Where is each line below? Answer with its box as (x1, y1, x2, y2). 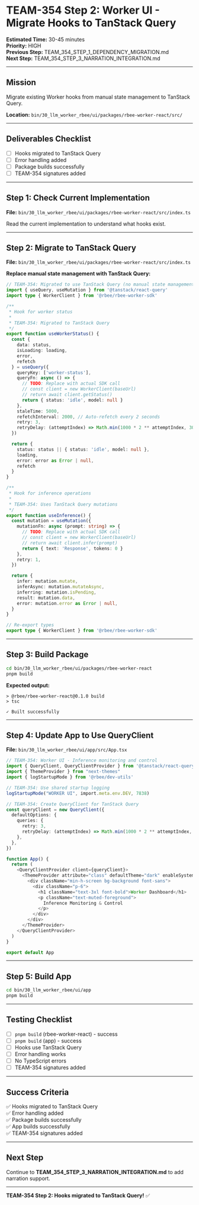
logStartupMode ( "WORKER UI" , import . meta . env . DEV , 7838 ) (6, 790, 150, 796)
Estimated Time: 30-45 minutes (6, 36, 85, 43)
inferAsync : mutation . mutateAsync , (17, 584, 105, 590)
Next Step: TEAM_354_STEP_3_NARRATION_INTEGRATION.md (6, 55, 161, 62)
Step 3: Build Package (6, 649, 89, 659)
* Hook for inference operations (8, 490, 92, 496)
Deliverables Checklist (6, 134, 91, 144)
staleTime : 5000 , (17, 408, 60, 414)
